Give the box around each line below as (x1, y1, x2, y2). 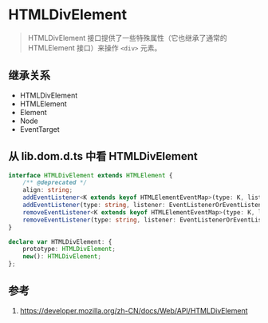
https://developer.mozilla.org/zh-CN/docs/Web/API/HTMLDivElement (19, 305, 249, 315)
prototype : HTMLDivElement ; (22, 245, 116, 253)
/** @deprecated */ (22, 178, 88, 187)
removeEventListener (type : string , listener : (22, 216, 177, 224)
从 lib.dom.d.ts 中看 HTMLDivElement (8, 150, 198, 163)
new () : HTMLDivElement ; (22, 253, 102, 261)
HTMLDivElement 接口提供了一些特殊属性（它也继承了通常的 (27, 33, 227, 42)
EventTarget (19, 124, 60, 134)
